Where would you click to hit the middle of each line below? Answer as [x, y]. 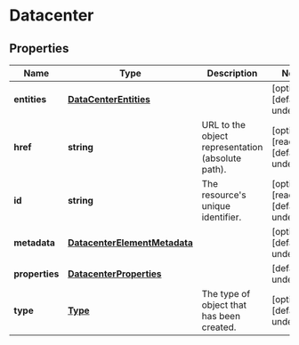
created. [219, 327]
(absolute [222, 158]
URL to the [224, 125]
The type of [226, 294]
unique [216, 206]
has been [221, 316]
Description [232, 73]
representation [232, 147]
